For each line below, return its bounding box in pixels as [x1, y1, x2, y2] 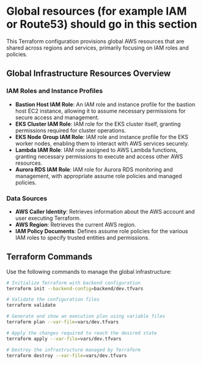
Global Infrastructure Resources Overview [6, 69, 171, 79]
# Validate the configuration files [6, 296, 100, 303]
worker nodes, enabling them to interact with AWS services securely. [15, 140, 190, 147]
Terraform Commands [6, 252, 93, 262]
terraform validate [6, 302, 56, 309]
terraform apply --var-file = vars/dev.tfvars [6, 336, 122, 342]
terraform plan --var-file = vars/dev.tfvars [6, 319, 119, 325]
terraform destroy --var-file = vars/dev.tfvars [6, 352, 127, 359]
